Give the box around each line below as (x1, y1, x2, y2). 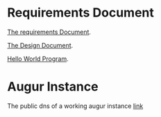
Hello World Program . (7, 54, 69, 63)
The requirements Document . (7, 28, 92, 36)
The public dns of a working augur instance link (7, 102, 144, 110)
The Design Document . (7, 41, 74, 49)
